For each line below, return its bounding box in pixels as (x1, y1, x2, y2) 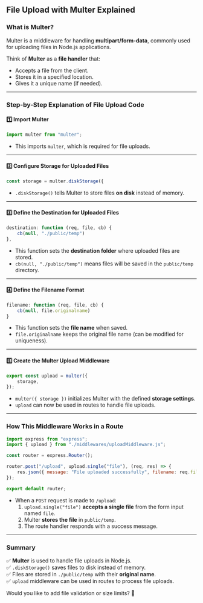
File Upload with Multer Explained (6, 5, 136, 15)
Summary (6, 543, 36, 551)
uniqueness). (14, 337, 48, 344)
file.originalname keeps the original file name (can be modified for (14, 330, 184, 338)
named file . (24, 509, 56, 517)
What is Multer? (6, 23, 54, 32)
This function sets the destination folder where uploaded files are (14, 247, 180, 254)
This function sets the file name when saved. (14, 324, 128, 331)
